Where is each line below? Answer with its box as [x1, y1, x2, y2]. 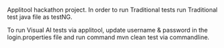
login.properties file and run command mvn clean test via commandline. [7, 33, 210, 41]
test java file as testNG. [7, 13, 73, 21]
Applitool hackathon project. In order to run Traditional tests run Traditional [7, 6, 218, 14]
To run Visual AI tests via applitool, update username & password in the [7, 26, 208, 34]
